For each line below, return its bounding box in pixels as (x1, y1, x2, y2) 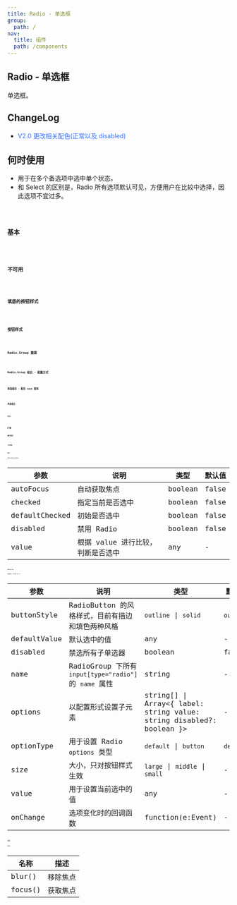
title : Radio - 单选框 (7, 10, 71, 18)
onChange (11, 813, 46, 822)
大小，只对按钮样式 (68, 760, 133, 770)
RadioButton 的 (68, 600, 128, 610)
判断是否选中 (77, 548, 120, 558)
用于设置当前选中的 (68, 784, 133, 794)
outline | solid (144, 611, 201, 620)
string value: (144, 707, 200, 717)
